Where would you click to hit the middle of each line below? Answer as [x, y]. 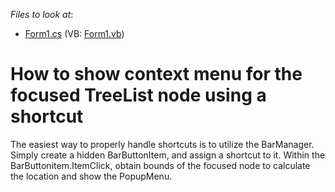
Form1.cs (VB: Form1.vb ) [74, 33]
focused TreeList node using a [138, 95]
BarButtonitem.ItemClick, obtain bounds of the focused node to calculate [160, 165]
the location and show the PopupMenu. [91, 176]
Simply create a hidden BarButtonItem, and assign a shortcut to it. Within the [168, 155]
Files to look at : [42, 14]
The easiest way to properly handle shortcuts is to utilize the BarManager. [162, 144]
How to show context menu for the [156, 74]
